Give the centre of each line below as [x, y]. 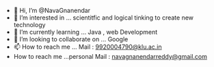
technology [29, 25]
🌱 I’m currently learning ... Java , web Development [85, 32]
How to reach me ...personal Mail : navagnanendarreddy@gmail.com [110, 57]
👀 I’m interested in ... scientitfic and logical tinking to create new [103, 18]
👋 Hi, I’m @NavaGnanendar [52, 10]
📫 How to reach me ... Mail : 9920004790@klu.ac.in [88, 47]
